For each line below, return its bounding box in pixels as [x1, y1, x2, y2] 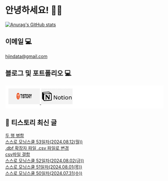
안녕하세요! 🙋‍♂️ [5, 5, 63, 16]
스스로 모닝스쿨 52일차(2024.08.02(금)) [5, 158, 85, 164]
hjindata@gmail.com [5, 53, 48, 59]
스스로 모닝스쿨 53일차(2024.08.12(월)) [5, 139, 83, 145]
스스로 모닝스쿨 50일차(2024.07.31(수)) [5, 170, 82, 176]
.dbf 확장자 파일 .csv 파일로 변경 [5, 145, 69, 151]
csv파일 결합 [5, 151, 30, 157]
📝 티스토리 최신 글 [5, 118, 57, 127]
